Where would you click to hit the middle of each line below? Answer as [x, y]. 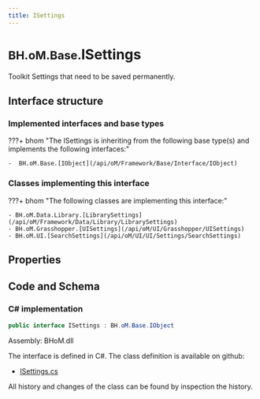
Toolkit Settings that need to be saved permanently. [92, 76]
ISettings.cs [39, 371]
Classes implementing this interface [79, 184]
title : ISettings [37, 15]
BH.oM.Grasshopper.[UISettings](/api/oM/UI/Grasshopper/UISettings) [130, 229]
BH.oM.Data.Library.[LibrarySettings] [79, 215]
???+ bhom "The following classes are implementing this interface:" [118, 200]
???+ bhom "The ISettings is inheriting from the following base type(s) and [129, 141]
